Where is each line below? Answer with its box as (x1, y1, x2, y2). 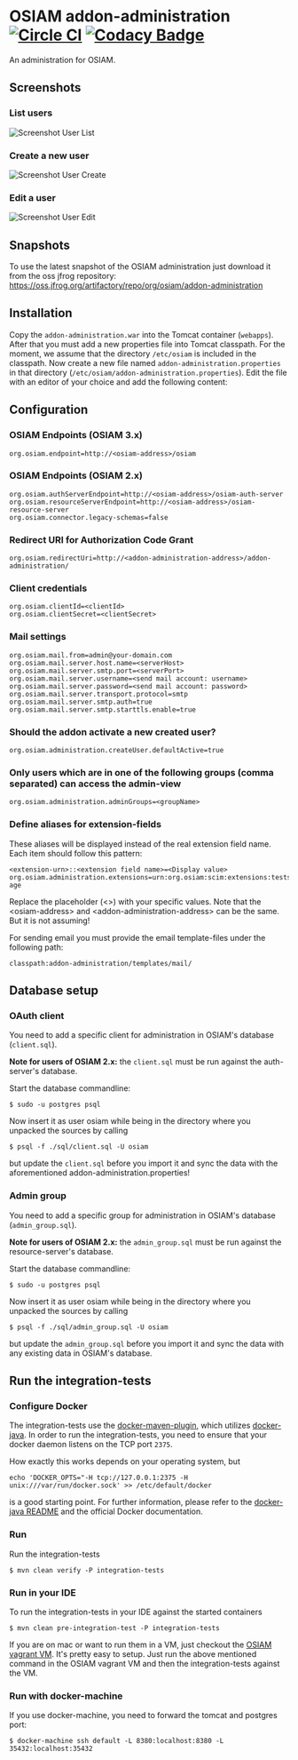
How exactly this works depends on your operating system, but (9, 1456, 241, 1467)
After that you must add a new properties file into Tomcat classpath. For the (9, 338, 286, 349)
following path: (9, 942, 64, 952)
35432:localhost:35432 (9, 1744, 93, 1754)
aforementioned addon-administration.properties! (9, 1167, 191, 1178)
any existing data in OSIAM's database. (9, 1348, 153, 1358)
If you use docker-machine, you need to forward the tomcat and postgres (9, 1710, 278, 1721)
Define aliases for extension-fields (9, 818, 162, 831)
